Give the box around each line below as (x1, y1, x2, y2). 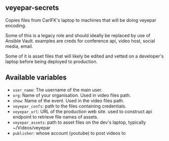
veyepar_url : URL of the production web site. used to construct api (12, 108, 152, 115)
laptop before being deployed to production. (5, 58, 98, 65)
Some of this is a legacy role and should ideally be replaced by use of (5, 32, 151, 38)
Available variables (5, 73, 67, 82)
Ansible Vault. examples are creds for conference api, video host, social (5, 38, 155, 44)
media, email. (5, 43, 33, 49)
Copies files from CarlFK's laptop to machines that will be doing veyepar (5, 17, 156, 23)
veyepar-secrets (5, 4, 59, 12)
